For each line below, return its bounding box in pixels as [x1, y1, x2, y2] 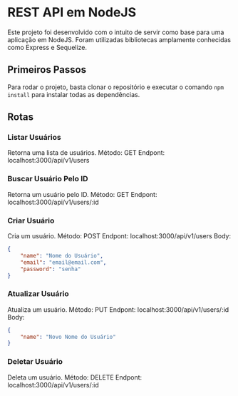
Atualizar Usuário [7, 289, 69, 299]
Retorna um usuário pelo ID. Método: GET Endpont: [7, 190, 157, 198]
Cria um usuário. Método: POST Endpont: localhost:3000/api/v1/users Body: [7, 232, 232, 240]
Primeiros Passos [7, 64, 87, 76]
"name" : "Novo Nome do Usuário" [20, 333, 116, 340]
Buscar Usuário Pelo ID [7, 174, 88, 184]
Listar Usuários [7, 133, 62, 143]
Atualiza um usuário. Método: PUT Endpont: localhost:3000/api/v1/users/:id [7, 305, 229, 314]
